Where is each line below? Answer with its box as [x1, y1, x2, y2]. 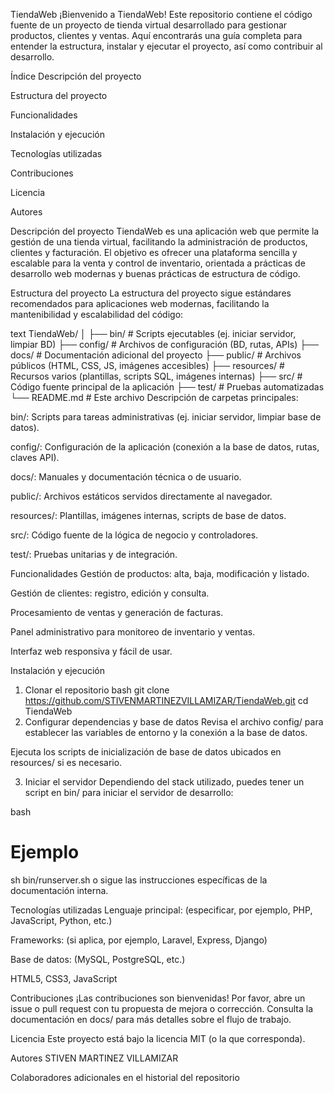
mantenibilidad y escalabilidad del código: [10, 309, 184, 320]
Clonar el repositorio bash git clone [24, 684, 170, 696]
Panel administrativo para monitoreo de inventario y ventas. [10, 626, 256, 638]
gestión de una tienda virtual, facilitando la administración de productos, [10, 236, 308, 248]
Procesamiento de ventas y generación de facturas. [10, 607, 224, 618]
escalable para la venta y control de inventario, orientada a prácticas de [10, 257, 306, 269]
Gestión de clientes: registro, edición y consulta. [10, 587, 210, 599]
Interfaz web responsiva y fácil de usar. [10, 645, 173, 657]
